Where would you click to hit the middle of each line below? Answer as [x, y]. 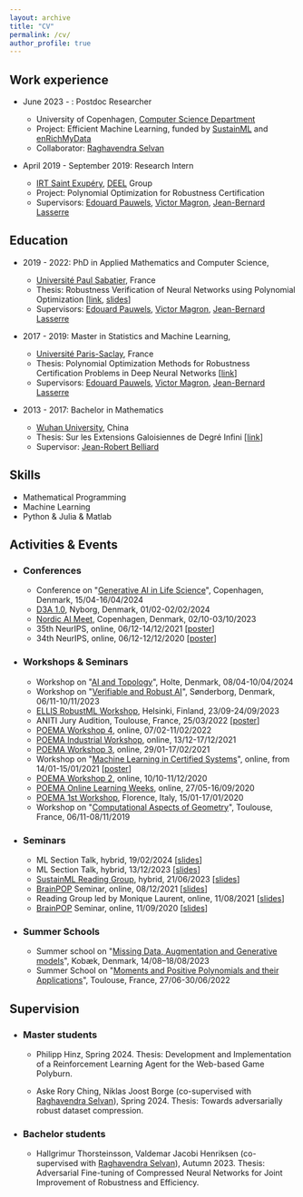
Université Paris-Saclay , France [95, 354]
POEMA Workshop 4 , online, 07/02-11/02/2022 [124, 730]
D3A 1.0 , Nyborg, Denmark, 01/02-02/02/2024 [123, 609]
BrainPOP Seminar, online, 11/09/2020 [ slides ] [122, 908]
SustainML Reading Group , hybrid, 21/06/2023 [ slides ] [138, 879]
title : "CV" [32, 26]
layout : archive [40, 18]
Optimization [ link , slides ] [83, 299]
